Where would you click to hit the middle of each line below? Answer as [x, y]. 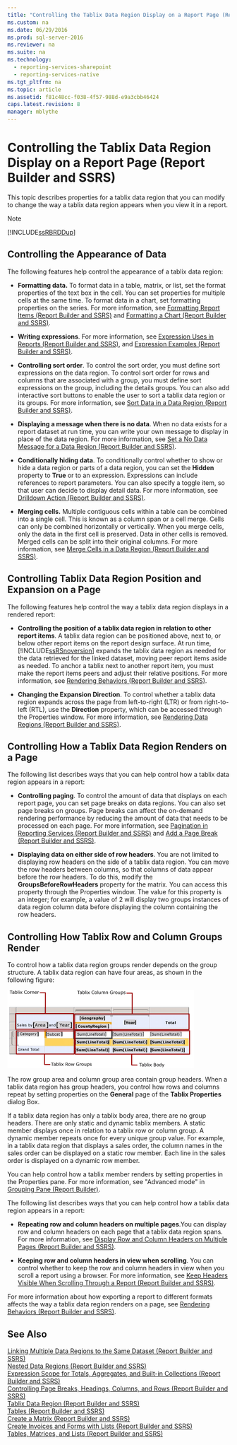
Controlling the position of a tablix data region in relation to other [114, 628]
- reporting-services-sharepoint [63, 67]
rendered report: [31, 614]
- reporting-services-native [56, 74]
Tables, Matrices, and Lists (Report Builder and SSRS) [85, 1434]
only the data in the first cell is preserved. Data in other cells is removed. [123, 534]
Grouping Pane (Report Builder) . [54, 1189]
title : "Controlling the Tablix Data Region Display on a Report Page [113, 15]
